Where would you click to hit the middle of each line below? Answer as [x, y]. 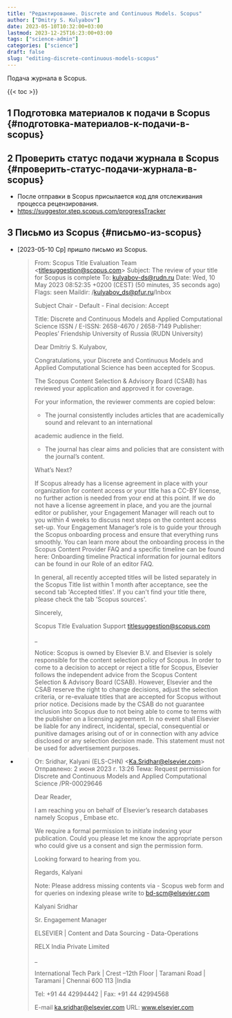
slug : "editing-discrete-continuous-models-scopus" [83, 59]
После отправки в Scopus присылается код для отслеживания [110, 196]
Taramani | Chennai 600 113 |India [83, 980]
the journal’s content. [75, 456]
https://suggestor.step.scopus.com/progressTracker [91, 211]
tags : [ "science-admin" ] [43, 39]
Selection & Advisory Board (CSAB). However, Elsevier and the [123, 682]
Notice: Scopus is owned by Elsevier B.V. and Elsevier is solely [123, 652]
